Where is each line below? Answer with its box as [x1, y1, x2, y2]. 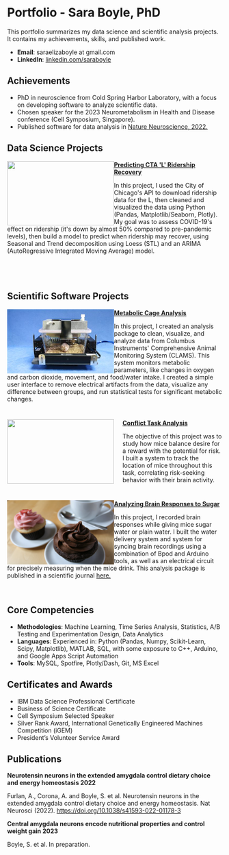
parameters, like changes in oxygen [113, 365, 215, 374]
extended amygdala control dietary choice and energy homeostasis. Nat [7, 800, 211, 808]
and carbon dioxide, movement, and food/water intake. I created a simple [7, 373, 214, 381]
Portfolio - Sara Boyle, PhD [7, 5, 161, 21]
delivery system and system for [113, 534, 203, 543]
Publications [7, 753, 62, 765]
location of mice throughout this [122, 461, 213, 469]
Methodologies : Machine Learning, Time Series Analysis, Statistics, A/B [16, 622, 221, 631]
